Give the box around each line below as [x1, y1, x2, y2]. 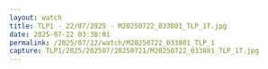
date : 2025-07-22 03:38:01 [9, 30, 111, 39]
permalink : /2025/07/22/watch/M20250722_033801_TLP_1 [9, 38, 216, 47]
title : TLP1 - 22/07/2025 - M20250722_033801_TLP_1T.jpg [9, 22, 228, 30]
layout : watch [9, 13, 63, 22]
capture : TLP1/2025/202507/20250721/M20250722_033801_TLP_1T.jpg [9, 47, 259, 56]
